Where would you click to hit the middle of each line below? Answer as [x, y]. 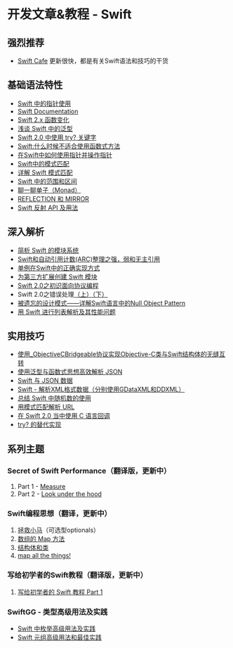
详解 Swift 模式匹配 [45, 172]
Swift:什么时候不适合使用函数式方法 [69, 146]
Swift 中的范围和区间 [47, 181]
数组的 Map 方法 [41, 539]
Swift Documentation [48, 111]
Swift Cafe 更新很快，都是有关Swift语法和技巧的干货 [93, 61]
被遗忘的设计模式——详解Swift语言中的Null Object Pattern [101, 303]
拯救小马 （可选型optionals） [59, 530]
